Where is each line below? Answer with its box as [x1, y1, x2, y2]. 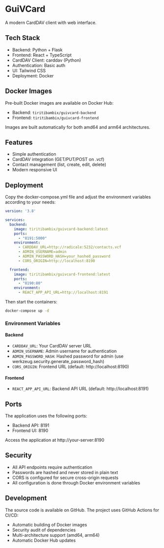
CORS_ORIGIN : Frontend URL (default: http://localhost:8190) [12, 364, 129, 370]
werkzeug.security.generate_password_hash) [12, 359, 104, 365]
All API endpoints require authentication [12, 464, 93, 470]
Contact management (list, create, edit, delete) [12, 161, 107, 167]
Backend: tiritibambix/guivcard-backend [12, 109, 96, 115]
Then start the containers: [5, 299, 58, 305]
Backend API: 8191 [12, 422, 50, 429]
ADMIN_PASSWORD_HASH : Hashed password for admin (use [12, 353, 124, 359]
